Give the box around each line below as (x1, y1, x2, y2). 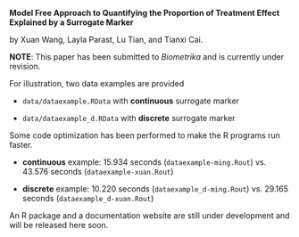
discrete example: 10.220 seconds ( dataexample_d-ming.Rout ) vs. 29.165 (21, 184, 288, 194)
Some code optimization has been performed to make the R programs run (9, 130, 281, 141)
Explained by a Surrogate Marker (9, 17, 134, 28)
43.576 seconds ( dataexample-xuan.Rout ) (21, 167, 174, 176)
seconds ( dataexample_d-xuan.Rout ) (21, 193, 154, 203)
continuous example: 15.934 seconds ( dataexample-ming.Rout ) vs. (21, 157, 267, 168)
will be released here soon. (9, 220, 109, 230)
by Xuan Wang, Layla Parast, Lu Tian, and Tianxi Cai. (9, 35, 203, 45)
